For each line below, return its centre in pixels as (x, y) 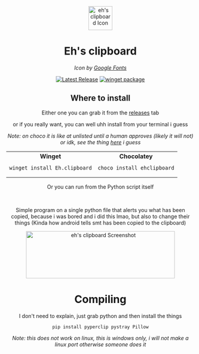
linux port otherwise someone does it (100, 344)
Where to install (100, 98)
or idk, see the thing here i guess (100, 142)
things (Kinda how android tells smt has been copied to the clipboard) (100, 223)
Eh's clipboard (100, 51)
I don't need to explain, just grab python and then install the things (100, 316)
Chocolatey (136, 156)
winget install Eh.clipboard (50, 168)
